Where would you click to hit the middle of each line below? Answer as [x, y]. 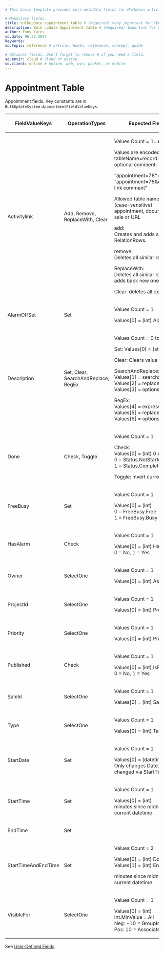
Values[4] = [128, 407]
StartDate [19, 760]
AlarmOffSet [22, 315]
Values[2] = [128, 383]
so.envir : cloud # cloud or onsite [41, 59]
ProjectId [18, 605]
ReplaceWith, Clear [86, 219]
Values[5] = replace [137, 412]
